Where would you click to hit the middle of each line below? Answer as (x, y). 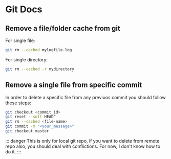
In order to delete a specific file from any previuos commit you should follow (85, 97)
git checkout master (27, 131)
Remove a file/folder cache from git (63, 28)
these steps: (18, 103)
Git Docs (24, 9)
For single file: (20, 40)
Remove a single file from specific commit (74, 85)
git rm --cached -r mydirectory (40, 69)
